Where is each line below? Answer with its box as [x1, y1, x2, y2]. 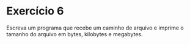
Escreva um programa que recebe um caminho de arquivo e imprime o [6, 24, 185, 31]
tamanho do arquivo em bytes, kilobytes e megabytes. [6, 30, 143, 37]
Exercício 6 [6, 4, 64, 18]
